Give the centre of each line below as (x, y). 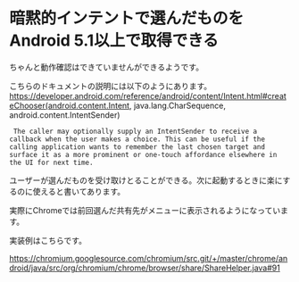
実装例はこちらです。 (48, 240)
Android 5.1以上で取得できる (114, 41)
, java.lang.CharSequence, (177, 105)
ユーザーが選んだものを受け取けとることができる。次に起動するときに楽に (146, 180)
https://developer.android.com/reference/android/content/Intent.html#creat (148, 95)
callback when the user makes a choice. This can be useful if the (137, 139)
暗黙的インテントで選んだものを (127, 18)
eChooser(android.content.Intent (70, 105)
